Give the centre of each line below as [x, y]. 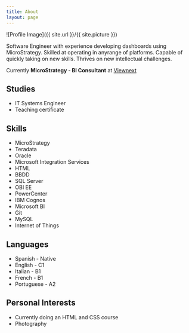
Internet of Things [37, 225]
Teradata [26, 149]
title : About [22, 12]
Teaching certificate [39, 110]
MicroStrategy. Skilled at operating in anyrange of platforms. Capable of [94, 52]
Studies [21, 89]
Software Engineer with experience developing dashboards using [86, 46]
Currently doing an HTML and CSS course [66, 317]
